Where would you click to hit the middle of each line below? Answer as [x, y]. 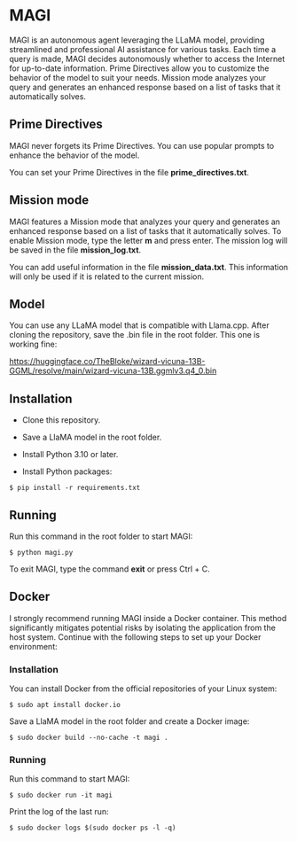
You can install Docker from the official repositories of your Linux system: [143, 689]
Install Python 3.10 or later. [70, 455]
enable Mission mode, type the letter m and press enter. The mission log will [148, 240]
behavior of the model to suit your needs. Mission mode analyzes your [138, 77]
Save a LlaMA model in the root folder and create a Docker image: [129, 721]
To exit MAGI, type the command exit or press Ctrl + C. [109, 569]
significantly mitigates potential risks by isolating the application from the [143, 627]
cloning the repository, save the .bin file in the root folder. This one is [134, 335]
